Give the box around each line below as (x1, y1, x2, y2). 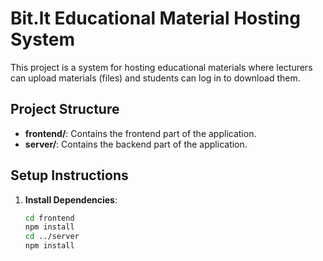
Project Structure (10, 101, 120, 118)
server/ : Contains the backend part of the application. (24, 138, 248, 150)
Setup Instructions (10, 167, 129, 184)
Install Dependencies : (24, 193, 118, 206)
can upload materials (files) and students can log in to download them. (10, 72, 301, 84)
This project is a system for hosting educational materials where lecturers (10, 61, 313, 73)
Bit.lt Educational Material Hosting (10, 7, 301, 30)
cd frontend (24, 213, 75, 223)
